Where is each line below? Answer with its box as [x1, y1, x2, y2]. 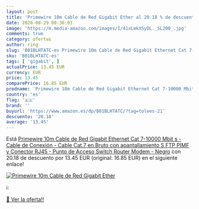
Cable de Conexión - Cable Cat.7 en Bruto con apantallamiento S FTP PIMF [6, 142, 190, 149]
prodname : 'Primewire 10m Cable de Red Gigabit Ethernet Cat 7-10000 [6, 86, 182, 92]
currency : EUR [6, 69, 41, 75]
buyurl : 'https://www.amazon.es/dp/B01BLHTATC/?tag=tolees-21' [6, 108, 166, 114]
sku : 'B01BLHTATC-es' [6, 53, 60, 59]
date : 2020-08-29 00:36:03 [6, 20, 73, 26]
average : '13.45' [6, 119, 49, 125]
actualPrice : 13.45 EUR [6, 64, 65, 70]
